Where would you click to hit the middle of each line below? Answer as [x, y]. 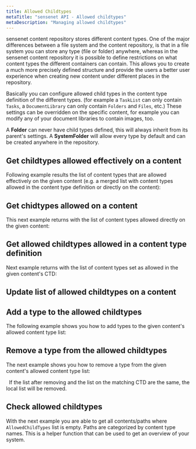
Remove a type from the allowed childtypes [87, 350]
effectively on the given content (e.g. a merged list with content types [90, 181]
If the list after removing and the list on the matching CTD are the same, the [99, 382]
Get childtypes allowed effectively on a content [94, 160]
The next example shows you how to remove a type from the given [86, 365]
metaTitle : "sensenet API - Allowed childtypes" [66, 17]
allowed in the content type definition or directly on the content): [83, 187]
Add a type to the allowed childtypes [74, 312]
